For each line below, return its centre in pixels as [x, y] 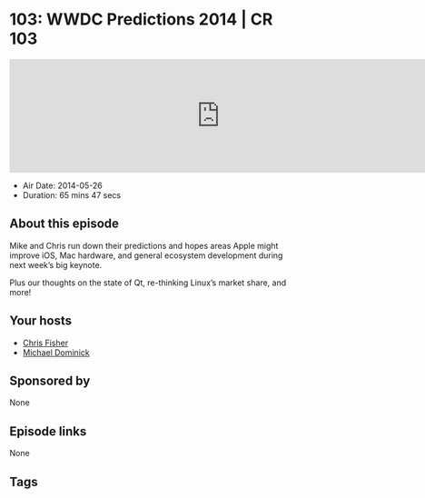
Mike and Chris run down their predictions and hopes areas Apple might [144, 245]
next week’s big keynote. [56, 264]
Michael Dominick [56, 352]
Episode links [48, 431]
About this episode [64, 224]
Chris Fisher [45, 343]
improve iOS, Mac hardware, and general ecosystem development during [146, 255]
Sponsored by [50, 380]
